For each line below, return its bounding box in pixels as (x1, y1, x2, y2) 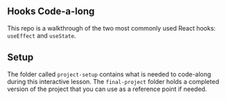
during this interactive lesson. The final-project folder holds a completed (7, 77, 220, 85)
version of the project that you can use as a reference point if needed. (7, 85, 207, 93)
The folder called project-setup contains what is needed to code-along (7, 69, 211, 78)
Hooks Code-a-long (7, 6, 95, 17)
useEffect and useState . (7, 31, 76, 40)
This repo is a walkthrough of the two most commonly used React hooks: (7, 24, 216, 32)
